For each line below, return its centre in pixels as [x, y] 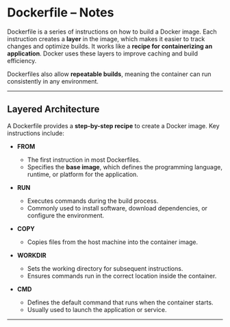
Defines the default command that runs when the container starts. [120, 302]
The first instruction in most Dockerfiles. [84, 160]
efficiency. [22, 60]
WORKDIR [31, 255]
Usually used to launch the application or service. [97, 309]
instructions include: [36, 133]
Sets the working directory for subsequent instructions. [105, 268]
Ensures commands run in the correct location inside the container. [122, 276]
